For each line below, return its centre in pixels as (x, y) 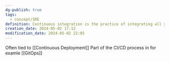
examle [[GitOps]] (24, 53)
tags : (11, 15)
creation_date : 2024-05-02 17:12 (40, 29)
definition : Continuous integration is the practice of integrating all (83, 24)
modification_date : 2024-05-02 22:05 (45, 33)
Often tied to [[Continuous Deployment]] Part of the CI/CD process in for (81, 48)
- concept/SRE (25, 19)
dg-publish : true (24, 10)
